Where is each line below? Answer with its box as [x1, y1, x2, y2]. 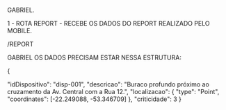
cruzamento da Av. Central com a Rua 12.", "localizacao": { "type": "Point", [7, 88, 220, 95]
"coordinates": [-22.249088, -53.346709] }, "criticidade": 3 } [7, 95, 182, 103]
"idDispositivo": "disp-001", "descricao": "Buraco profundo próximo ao [7, 80, 210, 89]
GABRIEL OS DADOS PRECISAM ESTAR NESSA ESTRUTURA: [7, 53, 182, 62]
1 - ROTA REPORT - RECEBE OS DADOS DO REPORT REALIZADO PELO [7, 19, 210, 27]
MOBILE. [7, 27, 33, 35]
